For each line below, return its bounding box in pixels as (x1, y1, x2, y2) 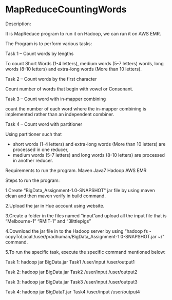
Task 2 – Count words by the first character (5, 76, 97, 82)
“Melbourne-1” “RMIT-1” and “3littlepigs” (5, 218, 91, 224)
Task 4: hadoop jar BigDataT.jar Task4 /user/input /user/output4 (5, 289, 140, 295)
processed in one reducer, (12, 146, 69, 153)
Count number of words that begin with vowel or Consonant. (5, 86, 133, 92)
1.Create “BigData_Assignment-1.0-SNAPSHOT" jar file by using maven (5, 187, 155, 193)
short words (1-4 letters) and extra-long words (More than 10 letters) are (12, 141, 166, 147)
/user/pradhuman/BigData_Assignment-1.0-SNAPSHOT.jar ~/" (33, 233, 165, 239)
